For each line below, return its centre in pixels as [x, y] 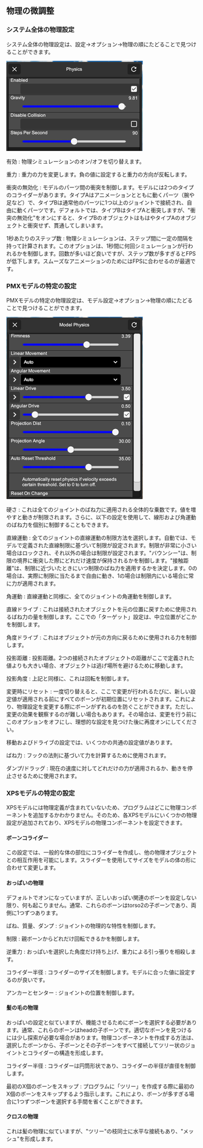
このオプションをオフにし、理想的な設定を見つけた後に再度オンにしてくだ [99, 722]
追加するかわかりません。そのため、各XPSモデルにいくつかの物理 [115, 815]
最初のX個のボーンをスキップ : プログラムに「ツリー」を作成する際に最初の [101, 1086]
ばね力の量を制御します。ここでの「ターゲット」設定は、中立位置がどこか [104, 617]
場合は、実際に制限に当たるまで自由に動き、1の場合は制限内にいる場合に [98, 576]
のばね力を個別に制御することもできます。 [59, 525]
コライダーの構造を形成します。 [67, 1052]
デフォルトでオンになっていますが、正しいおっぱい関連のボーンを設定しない [101, 897]
